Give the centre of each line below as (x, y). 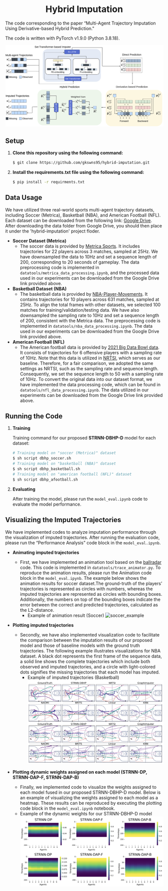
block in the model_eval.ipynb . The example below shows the (83, 578)
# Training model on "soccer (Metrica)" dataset (64, 453)
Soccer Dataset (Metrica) (39, 241)
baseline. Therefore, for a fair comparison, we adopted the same (87, 363)
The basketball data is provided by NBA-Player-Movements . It (84, 294)
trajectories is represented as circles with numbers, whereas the (86, 589)
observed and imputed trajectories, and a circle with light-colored (88, 666)
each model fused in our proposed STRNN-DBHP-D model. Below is (90, 792)
